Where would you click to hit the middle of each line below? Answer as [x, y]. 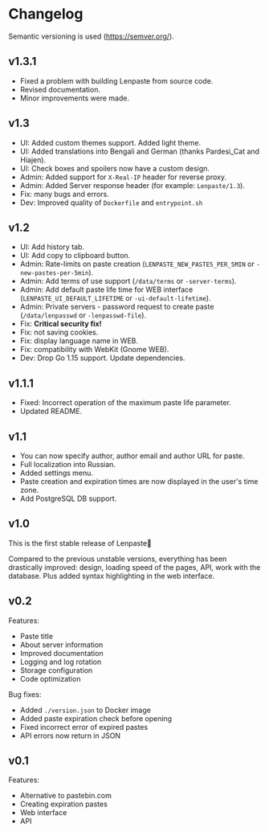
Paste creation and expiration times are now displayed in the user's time [139, 482]
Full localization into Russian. [68, 464]
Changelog [46, 14]
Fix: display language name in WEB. [79, 341]
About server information [61, 645]
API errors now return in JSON [70, 736]
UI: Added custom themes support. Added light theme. [110, 142]
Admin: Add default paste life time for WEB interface [106, 289]
